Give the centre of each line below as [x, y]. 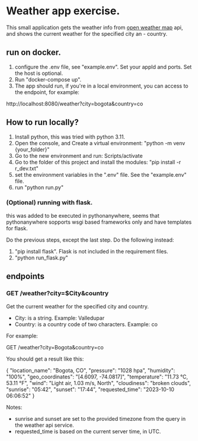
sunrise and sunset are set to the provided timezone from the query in [100, 418]
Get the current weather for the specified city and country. [78, 306]
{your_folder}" [32, 149]
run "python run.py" [39, 187]
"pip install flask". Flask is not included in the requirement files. [91, 251]
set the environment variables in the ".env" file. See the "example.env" [100, 174]
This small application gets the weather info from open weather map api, [95, 27]
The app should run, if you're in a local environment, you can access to [101, 86]
